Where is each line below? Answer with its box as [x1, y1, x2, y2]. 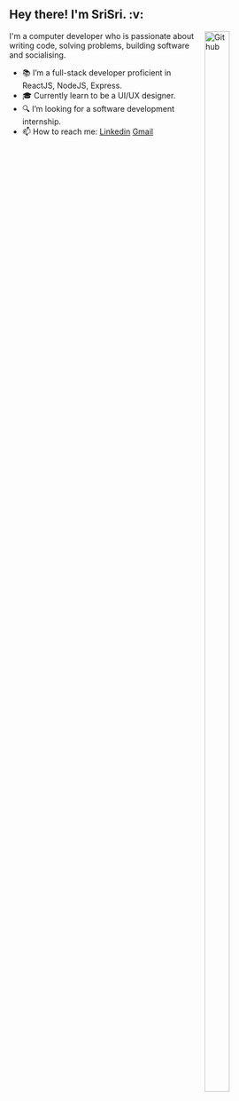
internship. [21, 115, 62, 127]
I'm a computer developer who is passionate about [9, 30, 195, 41]
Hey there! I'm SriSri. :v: [9, 7, 144, 22]
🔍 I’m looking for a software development [21, 103, 175, 114]
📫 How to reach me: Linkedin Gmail [21, 126, 153, 137]
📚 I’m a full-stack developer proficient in [21, 67, 172, 78]
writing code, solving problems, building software [9, 40, 190, 51]
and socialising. [9, 49, 66, 60]
